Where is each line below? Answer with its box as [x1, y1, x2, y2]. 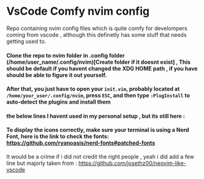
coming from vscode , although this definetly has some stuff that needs [6, 31, 187, 38]
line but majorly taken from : [6, 159, 78, 167]
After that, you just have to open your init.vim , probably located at [6, 85, 180, 93]
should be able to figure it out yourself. [6, 71, 107, 78]
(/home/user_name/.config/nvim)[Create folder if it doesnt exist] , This [6, 58, 191, 66]
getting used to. [6, 37, 47, 45]
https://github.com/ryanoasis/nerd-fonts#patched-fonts [6, 139, 156, 147]
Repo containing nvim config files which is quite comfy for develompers [6, 25, 188, 32]
